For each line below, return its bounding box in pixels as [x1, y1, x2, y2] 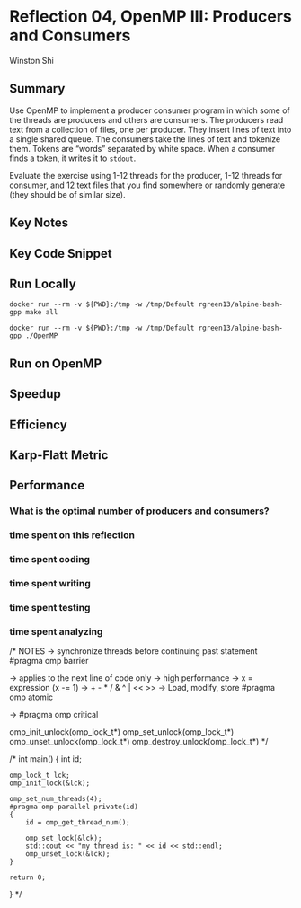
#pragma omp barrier [9, 656, 89, 666]
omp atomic [9, 692, 54, 702]
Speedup [9, 386, 61, 401]
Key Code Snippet [9, 245, 112, 261]
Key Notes [9, 216, 69, 231]
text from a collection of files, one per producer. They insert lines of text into [9, 124, 292, 135]
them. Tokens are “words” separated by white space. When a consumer [9, 143, 276, 154]
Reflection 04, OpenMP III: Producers [9, 6, 292, 27]
